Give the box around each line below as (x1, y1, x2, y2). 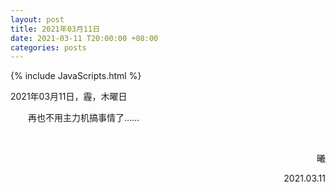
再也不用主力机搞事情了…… (28, 112, 140, 124)
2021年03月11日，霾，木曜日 (10, 91, 128, 103)
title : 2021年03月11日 (10, 24, 101, 34)
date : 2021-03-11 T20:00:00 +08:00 (10, 33, 159, 43)
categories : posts (10, 42, 87, 53)
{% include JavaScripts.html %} (10, 70, 142, 82)
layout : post (10, 14, 65, 25)
